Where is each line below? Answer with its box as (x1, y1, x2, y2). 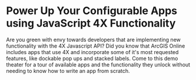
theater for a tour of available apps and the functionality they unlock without (6, 61, 190, 68)
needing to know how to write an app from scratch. (6, 67, 131, 74)
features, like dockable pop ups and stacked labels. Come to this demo (6, 55, 178, 62)
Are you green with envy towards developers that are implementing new (6, 36, 181, 43)
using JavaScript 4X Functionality (6, 16, 176, 30)
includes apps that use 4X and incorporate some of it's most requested (6, 48, 179, 55)
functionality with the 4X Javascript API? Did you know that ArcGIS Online (6, 42, 185, 49)
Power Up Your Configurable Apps (6, 4, 178, 18)
